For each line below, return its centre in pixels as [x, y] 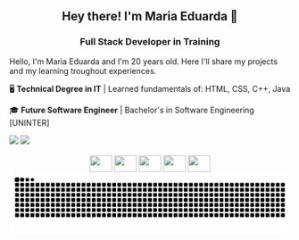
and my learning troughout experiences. [83, 70]
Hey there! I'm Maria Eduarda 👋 [150, 17]
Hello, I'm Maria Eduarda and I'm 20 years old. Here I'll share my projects [144, 61]
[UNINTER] [29, 122]
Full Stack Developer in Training [150, 42]
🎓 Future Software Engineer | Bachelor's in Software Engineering [132, 110]
